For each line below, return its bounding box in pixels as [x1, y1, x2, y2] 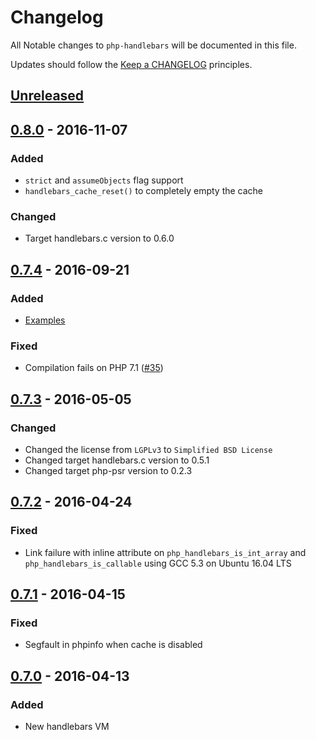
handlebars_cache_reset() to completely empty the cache [24, 185, 264, 197]
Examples [24, 314, 66, 326]
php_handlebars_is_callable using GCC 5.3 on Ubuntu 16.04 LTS [24, 557, 292, 569]
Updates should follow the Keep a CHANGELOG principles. [10, 58, 253, 70]
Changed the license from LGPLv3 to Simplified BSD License [24, 443, 273, 455]
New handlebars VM [24, 721, 110, 733]
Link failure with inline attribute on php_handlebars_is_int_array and [24, 546, 307, 558]
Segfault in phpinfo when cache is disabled [24, 639, 203, 651]
